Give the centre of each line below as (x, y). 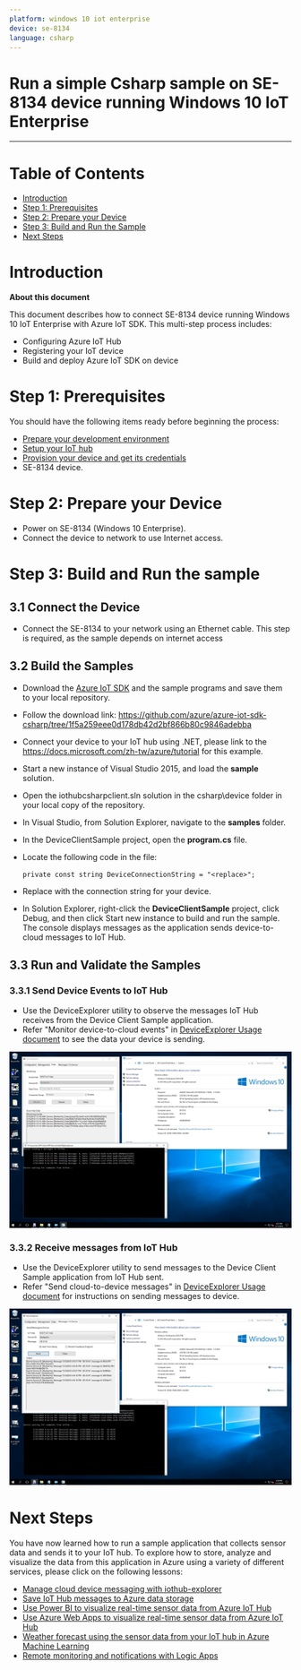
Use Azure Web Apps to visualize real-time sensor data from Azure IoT (153, 1617)
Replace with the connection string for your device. (117, 891)
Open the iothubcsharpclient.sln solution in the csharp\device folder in (152, 795)
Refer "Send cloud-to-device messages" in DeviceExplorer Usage (144, 1287)
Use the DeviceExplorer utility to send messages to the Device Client (149, 1267)
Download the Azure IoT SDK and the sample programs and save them (152, 688)
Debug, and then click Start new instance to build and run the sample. (151, 917)
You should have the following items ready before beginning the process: (144, 422)
